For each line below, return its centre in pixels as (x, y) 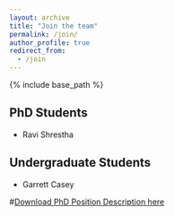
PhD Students (48, 113)
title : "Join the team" (54, 26)
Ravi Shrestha (48, 134)
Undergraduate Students (80, 163)
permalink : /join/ (43, 34)
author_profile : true (50, 43)
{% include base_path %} (57, 85)
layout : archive (39, 17)
